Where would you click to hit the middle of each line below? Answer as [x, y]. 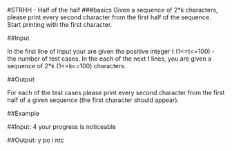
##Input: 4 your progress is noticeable [61, 127]
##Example [23, 113]
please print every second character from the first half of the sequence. [109, 17]
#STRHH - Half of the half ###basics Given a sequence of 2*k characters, [113, 10]
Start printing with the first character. [60, 24]
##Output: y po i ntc [36, 140]
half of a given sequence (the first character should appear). [93, 100]
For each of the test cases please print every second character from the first [116, 93]
